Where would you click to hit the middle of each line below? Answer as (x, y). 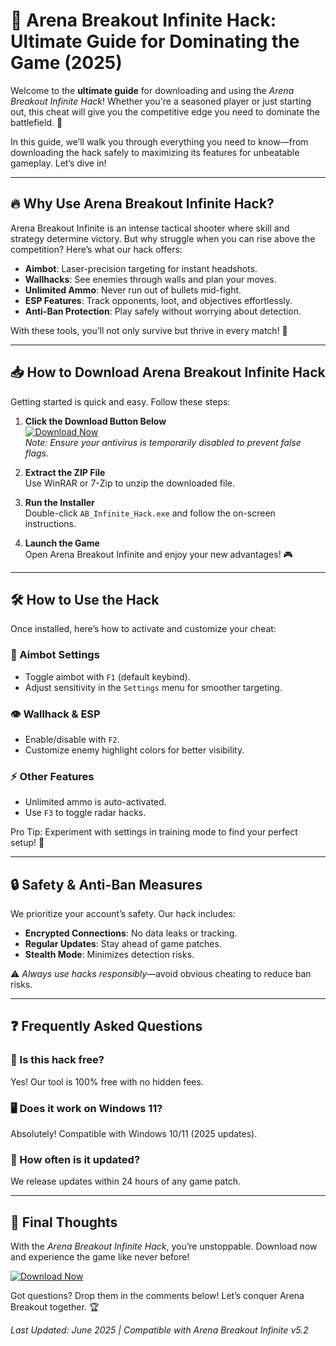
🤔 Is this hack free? (57, 1060)
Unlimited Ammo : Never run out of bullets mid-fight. (133, 290)
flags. (36, 453)
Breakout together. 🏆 (55, 1307)
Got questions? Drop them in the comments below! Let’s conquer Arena (157, 1296)
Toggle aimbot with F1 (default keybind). (107, 676)
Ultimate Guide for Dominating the (155, 41)
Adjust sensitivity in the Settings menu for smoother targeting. (153, 687)
